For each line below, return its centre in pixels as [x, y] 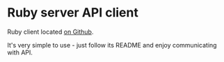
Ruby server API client [73, 13]
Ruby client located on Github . [50, 32]
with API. [20, 52]
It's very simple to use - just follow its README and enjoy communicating [112, 45]
